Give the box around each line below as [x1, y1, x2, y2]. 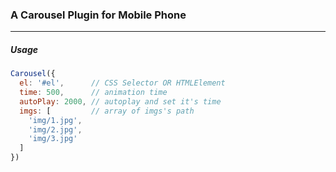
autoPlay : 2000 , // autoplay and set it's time [19, 96, 222, 107]
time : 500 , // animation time [19, 88, 168, 98]
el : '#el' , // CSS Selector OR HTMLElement [19, 78, 226, 88]
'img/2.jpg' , [28, 124, 83, 135]
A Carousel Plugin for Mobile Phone [10, 8, 187, 22]
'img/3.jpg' [28, 134, 78, 144]
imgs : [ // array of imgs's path [19, 106, 195, 116]
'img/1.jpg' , [28, 115, 83, 125]
